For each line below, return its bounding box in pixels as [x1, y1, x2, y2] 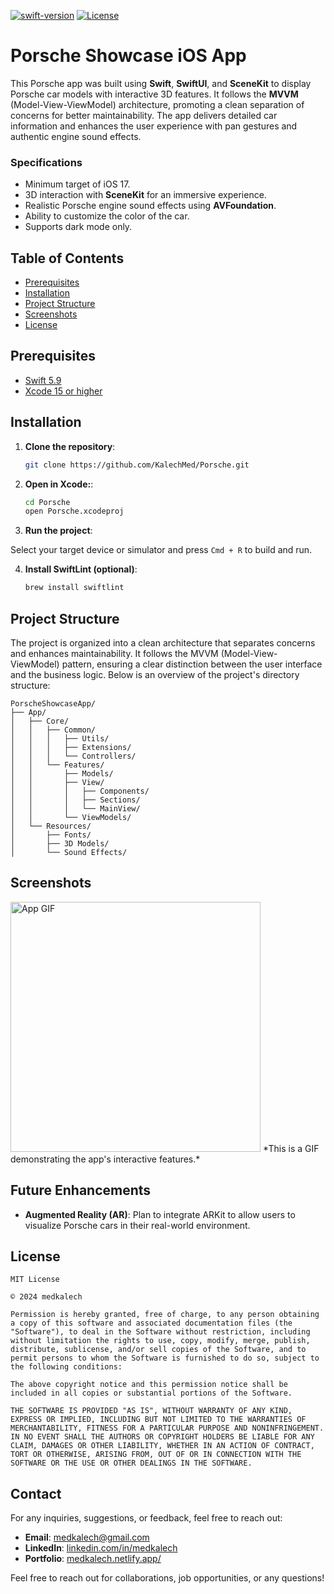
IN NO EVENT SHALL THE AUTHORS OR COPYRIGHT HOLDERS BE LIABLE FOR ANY [10, 1432, 315, 1442]
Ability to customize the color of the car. [24, 210, 190, 222]
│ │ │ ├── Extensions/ [10, 742, 132, 752]
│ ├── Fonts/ [10, 830, 92, 840]
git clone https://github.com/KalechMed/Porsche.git [24, 460, 250, 470]
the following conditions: [10, 1362, 123, 1372]
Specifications [10, 155, 83, 169]
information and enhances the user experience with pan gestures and [10, 120, 298, 132]
